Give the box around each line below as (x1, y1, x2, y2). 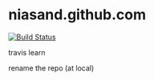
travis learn (8, 47, 46, 57)
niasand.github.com (8, 6, 147, 24)
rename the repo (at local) (8, 63, 95, 73)
